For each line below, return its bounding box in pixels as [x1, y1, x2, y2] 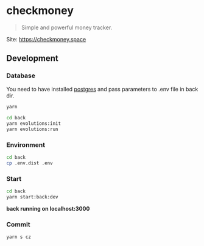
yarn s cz [6, 234, 32, 241]
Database [6, 71, 35, 80]
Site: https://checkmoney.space [6, 35, 86, 43]
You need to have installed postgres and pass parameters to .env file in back [6, 85, 199, 93]
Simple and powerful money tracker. [21, 24, 113, 31]
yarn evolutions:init [6, 121, 62, 127]
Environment [6, 141, 46, 149]
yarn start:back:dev [6, 194, 59, 200]
